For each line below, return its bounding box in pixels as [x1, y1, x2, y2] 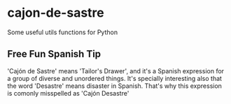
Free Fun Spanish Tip [7, 48, 101, 60]
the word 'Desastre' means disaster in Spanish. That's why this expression [7, 82, 223, 90]
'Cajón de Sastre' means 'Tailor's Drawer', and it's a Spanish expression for [7, 66, 225, 75]
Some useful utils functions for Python [7, 28, 118, 36]
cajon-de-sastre [7, 5, 104, 21]
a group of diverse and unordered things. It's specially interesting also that [7, 74, 223, 82]
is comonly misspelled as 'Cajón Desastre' [7, 89, 129, 97]
